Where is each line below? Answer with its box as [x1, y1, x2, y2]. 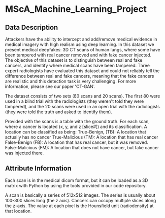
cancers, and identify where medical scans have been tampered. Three [5, 63, 150, 68]
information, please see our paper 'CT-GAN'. [5, 84, 96, 89]
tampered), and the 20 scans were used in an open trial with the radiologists [5, 104, 160, 109]
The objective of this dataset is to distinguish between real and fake [5, 57, 143, 63]
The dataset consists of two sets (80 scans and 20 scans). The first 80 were [5, 93, 160, 99]
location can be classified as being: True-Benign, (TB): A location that [5, 129, 146, 134]
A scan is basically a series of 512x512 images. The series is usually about [5, 192, 156, 198]
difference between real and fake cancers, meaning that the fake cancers [5, 73, 154, 79]
